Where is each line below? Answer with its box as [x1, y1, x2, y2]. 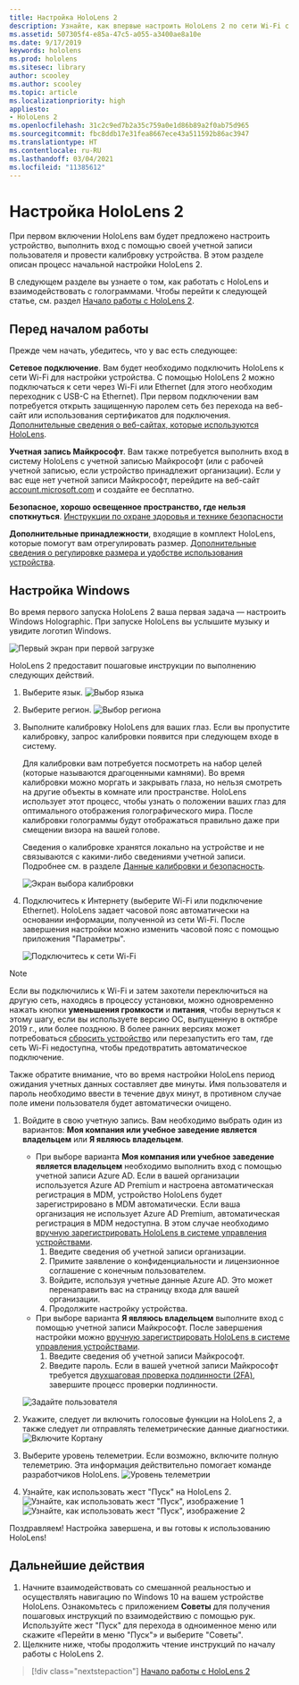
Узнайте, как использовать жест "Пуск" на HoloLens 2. [21, 1486, 232, 1497]
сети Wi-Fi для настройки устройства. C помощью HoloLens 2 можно [9, 372, 275, 383]
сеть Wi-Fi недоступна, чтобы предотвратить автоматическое [9, 1042, 247, 1053]
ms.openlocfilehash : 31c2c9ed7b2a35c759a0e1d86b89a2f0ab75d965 [9, 122, 250, 131]
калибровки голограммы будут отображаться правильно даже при [21, 814, 279, 825]
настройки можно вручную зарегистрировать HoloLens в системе [35, 1331, 290, 1342]
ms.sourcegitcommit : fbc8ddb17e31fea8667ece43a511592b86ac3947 [9, 130, 250, 139]
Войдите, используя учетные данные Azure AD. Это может [48, 1275, 273, 1285]
